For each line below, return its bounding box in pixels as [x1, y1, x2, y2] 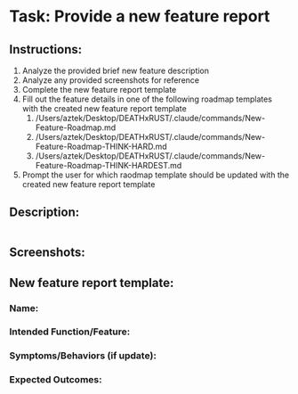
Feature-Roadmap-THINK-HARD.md [35, 141, 167, 152]
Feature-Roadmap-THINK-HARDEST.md [35, 160, 182, 170]
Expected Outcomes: [9, 373, 102, 386]
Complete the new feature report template [21, 85, 177, 94]
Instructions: [9, 42, 83, 57]
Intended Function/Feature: [9, 325, 131, 338]
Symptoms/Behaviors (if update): [9, 349, 157, 362]
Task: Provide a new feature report [9, 6, 270, 27]
